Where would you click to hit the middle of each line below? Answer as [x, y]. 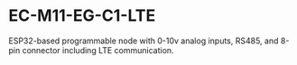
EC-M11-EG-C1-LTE [82, 16]
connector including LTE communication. [98, 50]
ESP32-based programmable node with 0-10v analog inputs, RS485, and [144, 41]
